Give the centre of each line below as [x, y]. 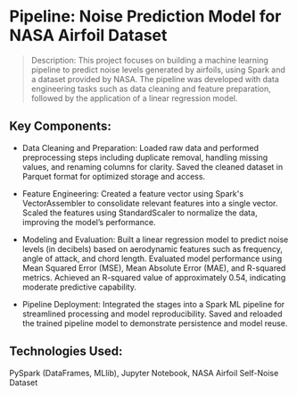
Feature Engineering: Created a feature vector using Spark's [132, 193]
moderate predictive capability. [79, 287]
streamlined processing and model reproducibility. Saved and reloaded [152, 314]
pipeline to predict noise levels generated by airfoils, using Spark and [158, 70]
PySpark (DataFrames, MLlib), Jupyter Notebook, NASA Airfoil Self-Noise [144, 373]
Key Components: [60, 126]
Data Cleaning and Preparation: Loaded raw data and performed [140, 147]
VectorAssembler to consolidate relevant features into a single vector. [150, 203]
